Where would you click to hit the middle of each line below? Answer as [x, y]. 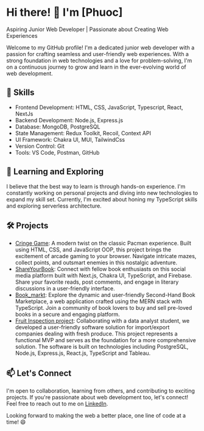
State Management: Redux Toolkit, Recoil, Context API [83, 133]
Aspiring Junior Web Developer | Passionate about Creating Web [87, 29]
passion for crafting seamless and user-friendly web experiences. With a [97, 54]
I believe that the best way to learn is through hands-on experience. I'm [96, 186]
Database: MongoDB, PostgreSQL [58, 127]
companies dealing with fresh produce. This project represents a [96, 334]
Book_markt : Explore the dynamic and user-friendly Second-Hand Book [105, 295]
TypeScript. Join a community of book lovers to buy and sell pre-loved [104, 308]
